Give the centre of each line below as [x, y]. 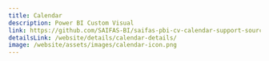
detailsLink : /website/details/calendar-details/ [93, 38]
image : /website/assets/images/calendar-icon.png [93, 45]
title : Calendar [35, 15]
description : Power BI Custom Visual [71, 23]
